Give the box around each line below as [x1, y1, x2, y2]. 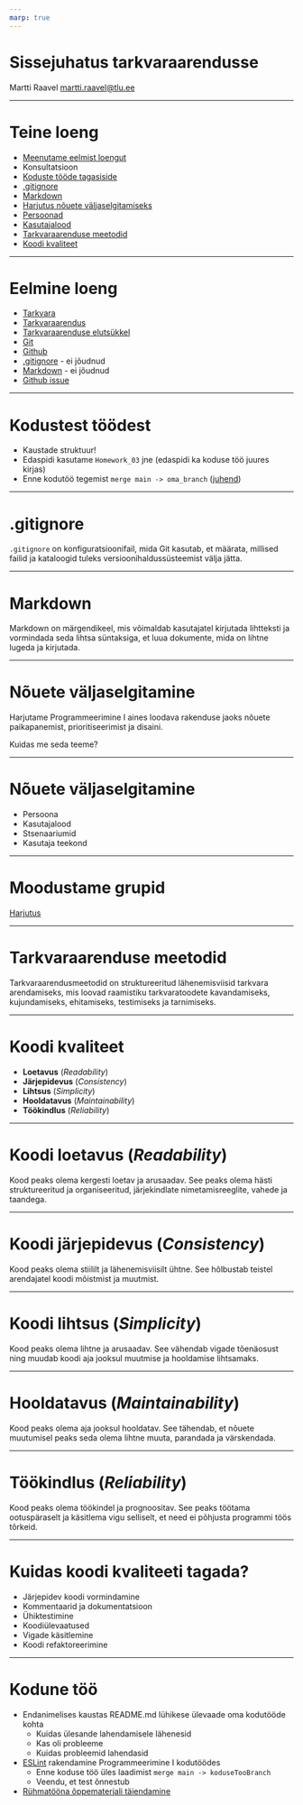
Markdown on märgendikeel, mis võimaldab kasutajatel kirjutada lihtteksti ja [9, 623, 290, 634]
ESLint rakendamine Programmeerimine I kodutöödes [22, 1756, 221, 1768]
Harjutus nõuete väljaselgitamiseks [22, 199, 153, 210]
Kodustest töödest [9, 415, 151, 436]
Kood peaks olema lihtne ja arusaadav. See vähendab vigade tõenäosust [9, 1343, 280, 1354]
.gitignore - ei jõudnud [22, 355, 106, 366]
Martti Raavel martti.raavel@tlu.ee [9, 82, 135, 93]
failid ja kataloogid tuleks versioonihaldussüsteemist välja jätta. [9, 553, 243, 564]
